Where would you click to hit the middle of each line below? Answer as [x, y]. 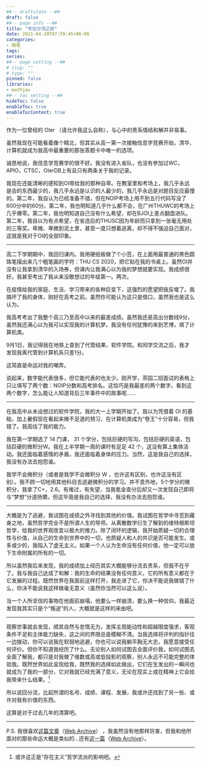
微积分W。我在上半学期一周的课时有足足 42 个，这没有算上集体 [105, 447]
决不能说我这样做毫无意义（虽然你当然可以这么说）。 [86, 588]
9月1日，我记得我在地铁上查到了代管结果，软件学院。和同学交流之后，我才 [98, 345]
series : [16, 56]
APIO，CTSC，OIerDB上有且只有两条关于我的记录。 [70, 170]
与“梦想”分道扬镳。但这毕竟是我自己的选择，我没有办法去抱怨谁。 [87, 497]
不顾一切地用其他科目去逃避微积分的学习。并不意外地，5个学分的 [105, 482]
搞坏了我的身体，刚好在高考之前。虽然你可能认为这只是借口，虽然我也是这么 [100, 297]
